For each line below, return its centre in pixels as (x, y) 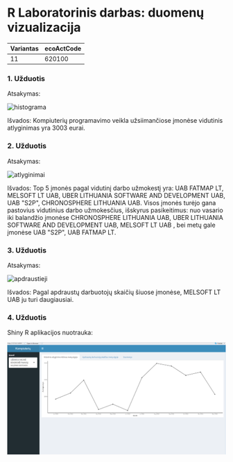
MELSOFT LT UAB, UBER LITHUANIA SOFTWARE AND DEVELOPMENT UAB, (116, 195)
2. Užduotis (27, 146)
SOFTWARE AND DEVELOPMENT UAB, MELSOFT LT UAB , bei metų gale (112, 225)
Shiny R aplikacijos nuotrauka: (50, 333)
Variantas (25, 49)
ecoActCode (63, 49)
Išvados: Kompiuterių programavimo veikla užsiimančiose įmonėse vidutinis (115, 121)
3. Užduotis (27, 250)
